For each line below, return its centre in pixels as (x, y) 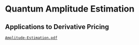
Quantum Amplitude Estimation (70, 9)
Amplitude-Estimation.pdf (31, 38)
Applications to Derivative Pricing (57, 27)
